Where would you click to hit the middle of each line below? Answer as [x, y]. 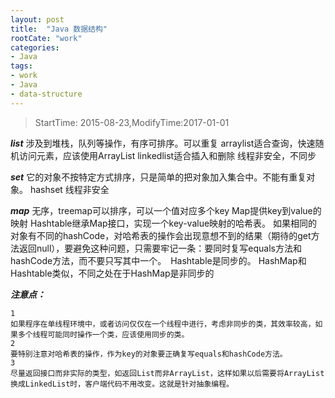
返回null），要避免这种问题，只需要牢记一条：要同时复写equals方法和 [160, 248]
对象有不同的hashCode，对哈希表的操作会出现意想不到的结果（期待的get [161, 235]
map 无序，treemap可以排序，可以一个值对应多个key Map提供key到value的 [166, 210]
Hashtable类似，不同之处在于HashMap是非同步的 [112, 273]
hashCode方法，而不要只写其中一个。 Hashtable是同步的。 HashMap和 [158, 260]
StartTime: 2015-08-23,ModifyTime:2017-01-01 [132, 122]
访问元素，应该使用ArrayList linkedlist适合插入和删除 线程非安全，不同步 [167, 155]
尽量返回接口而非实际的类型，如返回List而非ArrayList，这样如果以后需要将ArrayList [167, 373]
